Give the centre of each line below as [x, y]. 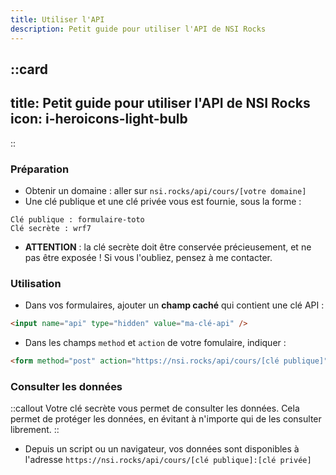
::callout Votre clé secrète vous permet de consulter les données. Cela [155, 408]
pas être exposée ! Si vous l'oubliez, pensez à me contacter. [148, 257]
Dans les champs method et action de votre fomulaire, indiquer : [155, 343]
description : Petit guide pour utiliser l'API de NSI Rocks [138, 29]
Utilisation [36, 283]
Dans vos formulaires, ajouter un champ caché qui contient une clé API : [174, 305]
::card [29, 69]
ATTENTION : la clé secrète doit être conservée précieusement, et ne [168, 247]
